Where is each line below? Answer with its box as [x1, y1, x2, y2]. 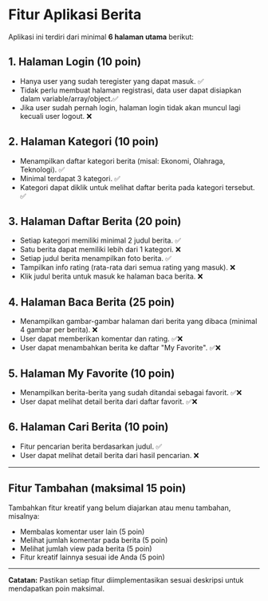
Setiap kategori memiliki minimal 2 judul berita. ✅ [19, 235, 181, 245]
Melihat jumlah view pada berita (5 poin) [19, 544, 153, 553]
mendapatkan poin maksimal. [8, 583, 105, 593]
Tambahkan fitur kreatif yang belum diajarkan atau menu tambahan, [8, 503, 231, 512]
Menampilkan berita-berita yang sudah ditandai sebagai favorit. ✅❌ [19, 388, 242, 397]
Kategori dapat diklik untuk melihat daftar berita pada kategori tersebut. [19, 182, 255, 192]
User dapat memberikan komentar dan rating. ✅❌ [19, 334, 183, 344]
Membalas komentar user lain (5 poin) [19, 527, 145, 536]
